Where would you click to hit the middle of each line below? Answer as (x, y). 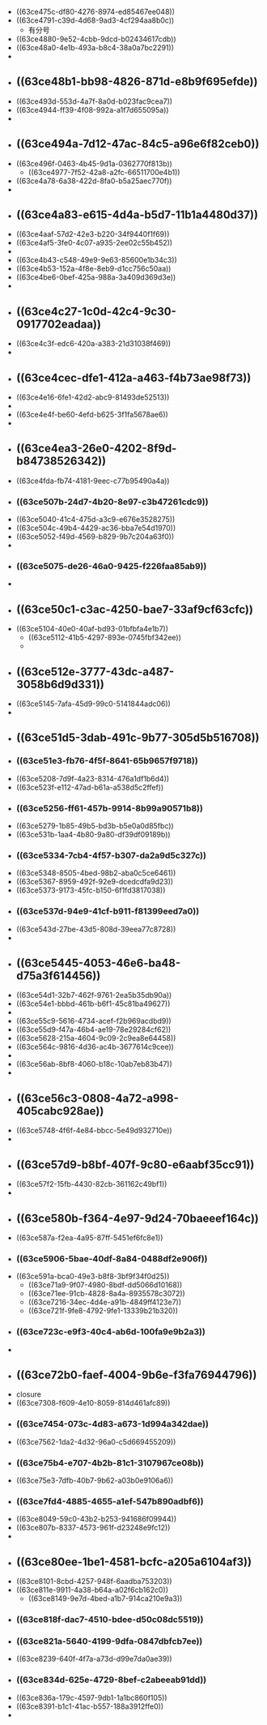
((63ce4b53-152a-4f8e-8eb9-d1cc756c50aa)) (93, 269)
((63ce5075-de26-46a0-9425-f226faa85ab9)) (111, 567)
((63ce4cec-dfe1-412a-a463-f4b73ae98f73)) (133, 377)
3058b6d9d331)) (60, 684)
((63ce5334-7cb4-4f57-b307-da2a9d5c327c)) (111, 856)
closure (29, 1394)
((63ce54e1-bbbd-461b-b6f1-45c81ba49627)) (93, 1004)
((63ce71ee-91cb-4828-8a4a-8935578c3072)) (107, 1294)
